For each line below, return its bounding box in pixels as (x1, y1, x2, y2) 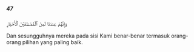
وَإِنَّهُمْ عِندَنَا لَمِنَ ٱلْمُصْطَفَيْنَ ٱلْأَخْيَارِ (6, 20, 67, 27)
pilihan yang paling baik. (22, 38, 83, 45)
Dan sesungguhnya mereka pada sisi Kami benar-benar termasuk (6, 32, 170, 39)
